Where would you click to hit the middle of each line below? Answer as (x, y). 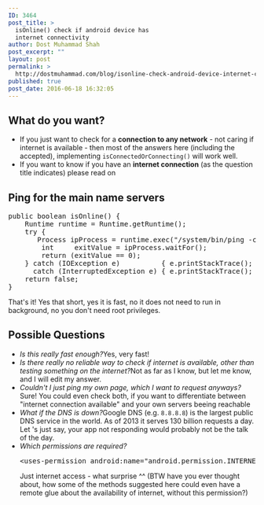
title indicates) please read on (68, 173)
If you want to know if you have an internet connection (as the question (136, 164)
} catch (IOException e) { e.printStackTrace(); (139, 263)
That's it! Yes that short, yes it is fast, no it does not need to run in (115, 302)
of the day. (37, 437)
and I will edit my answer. (60, 379)
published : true (35, 81)
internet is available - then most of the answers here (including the (127, 148)
